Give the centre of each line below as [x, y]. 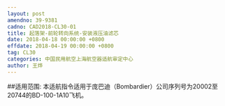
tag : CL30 [22, 53]
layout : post [26, 14]
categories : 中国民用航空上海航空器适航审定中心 [71, 59]
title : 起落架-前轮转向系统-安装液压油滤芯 [63, 33]
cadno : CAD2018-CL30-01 [42, 26]
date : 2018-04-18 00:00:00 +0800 [56, 40]
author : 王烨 [25, 66]
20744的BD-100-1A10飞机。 [48, 95]
